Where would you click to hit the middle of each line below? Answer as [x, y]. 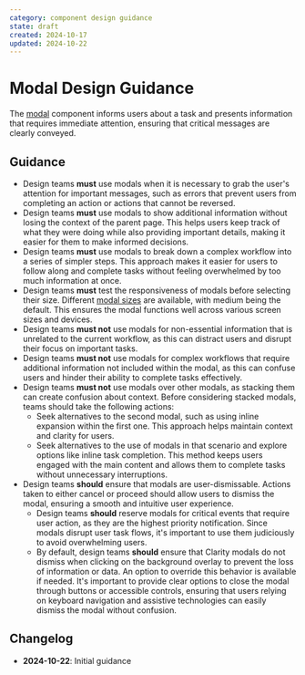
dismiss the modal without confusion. [107, 610]
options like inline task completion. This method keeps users [149, 455]
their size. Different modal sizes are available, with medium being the [152, 300]
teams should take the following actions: [98, 406]
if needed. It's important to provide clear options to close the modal [163, 581]
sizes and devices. [57, 319]
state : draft [34, 26]
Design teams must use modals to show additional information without [155, 213]
